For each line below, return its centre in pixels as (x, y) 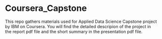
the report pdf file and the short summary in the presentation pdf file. (74, 31)
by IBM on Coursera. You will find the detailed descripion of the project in (78, 26)
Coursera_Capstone (46, 8)
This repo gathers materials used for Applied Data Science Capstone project (81, 21)
